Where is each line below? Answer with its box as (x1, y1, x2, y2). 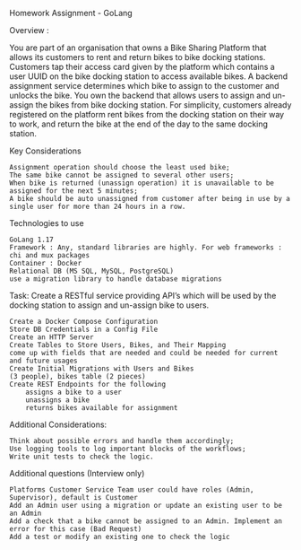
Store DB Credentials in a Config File (9, 325, 159, 334)
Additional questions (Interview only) (9, 468, 145, 478)
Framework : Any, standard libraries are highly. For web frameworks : (9, 243, 282, 252)
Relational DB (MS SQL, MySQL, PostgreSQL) (9, 266, 175, 275)
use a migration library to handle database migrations (9, 275, 222, 284)
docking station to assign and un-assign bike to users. (9, 300, 210, 310)
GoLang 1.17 (9, 235, 54, 244)
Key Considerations (9, 145, 82, 156)
